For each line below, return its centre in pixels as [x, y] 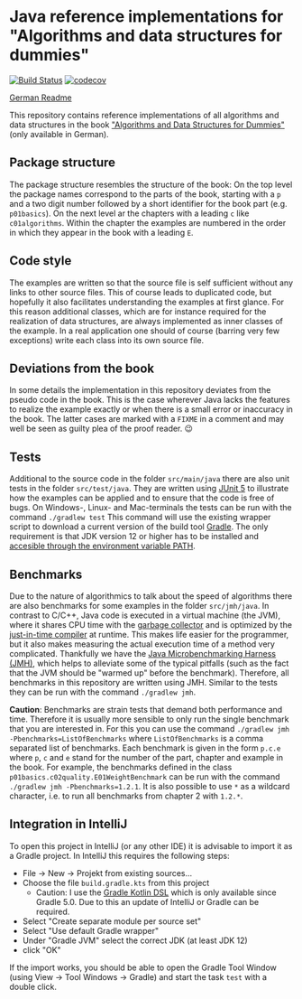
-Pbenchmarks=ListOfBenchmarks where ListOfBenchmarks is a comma [137, 738]
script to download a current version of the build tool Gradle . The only [139, 527]
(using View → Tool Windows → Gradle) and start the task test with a [138, 976]
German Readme [41, 98]
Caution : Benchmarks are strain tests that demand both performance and [146, 710]
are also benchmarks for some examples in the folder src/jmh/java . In [139, 606]
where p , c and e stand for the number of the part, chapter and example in [146, 757]
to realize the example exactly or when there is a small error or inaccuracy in [151, 409]
